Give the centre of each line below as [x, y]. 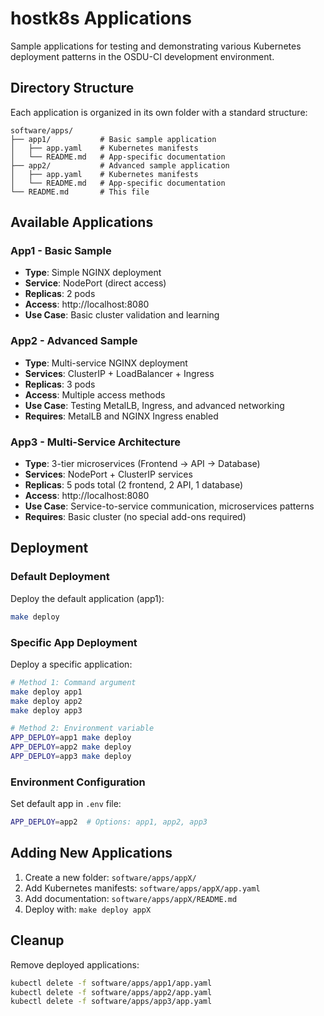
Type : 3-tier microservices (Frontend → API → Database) [142, 464]
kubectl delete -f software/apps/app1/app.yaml [111, 983]
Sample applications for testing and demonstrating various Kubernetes [156, 46]
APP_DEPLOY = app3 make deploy [71, 757]
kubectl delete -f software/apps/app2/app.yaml [111, 992]
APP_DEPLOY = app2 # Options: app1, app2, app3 [109, 822]
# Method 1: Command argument [73, 682]
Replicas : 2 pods [60, 294]
